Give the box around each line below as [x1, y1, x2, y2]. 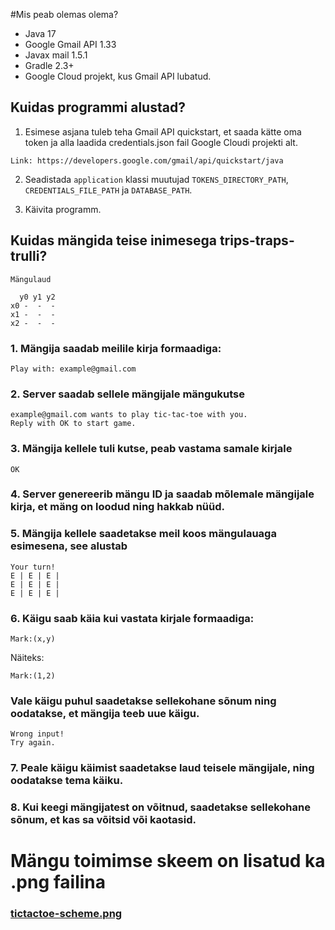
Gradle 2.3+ [24, 60, 75, 71]
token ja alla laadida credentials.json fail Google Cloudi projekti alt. [24, 136, 298, 148]
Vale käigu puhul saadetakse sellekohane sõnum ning [10, 694, 277, 708]
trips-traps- [219, 232, 295, 249]
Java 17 [24, 28, 57, 39]
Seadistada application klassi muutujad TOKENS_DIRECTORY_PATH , [24, 173, 289, 185]
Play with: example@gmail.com [10, 364, 137, 374]
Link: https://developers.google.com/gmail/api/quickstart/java [10, 155, 284, 166]
